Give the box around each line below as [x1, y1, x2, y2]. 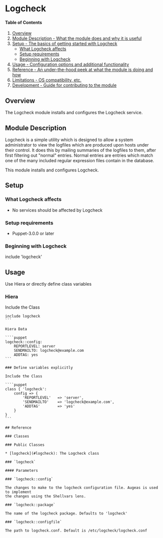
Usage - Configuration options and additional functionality [12, 62, 129, 68]
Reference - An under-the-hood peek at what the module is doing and [12, 67, 153, 73]
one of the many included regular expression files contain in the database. [5, 158, 155, 164]
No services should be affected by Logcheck [12, 207, 103, 213]
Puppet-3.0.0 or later [12, 231, 55, 236]
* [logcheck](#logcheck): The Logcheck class [5, 451, 99, 456]
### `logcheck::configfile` [5, 520, 62, 525]
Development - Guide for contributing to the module [12, 82, 117, 88]
